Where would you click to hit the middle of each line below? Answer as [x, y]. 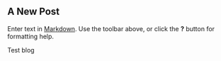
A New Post [34, 12]
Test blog [21, 50]
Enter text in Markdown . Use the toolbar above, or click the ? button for [111, 28]
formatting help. [31, 36]
